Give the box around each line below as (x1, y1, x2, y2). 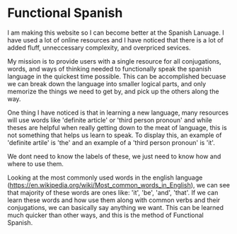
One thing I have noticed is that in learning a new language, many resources (7, 108, 229, 117)
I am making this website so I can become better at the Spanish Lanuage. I (7, 28, 224, 37)
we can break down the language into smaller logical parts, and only (7, 79, 207, 88)
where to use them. (7, 159, 64, 168)
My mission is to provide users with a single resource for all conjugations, (7, 57, 221, 65)
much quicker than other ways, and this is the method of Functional (7, 211, 204, 219)
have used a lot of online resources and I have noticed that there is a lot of (7, 35, 224, 44)
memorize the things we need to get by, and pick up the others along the (7, 87, 219, 95)
